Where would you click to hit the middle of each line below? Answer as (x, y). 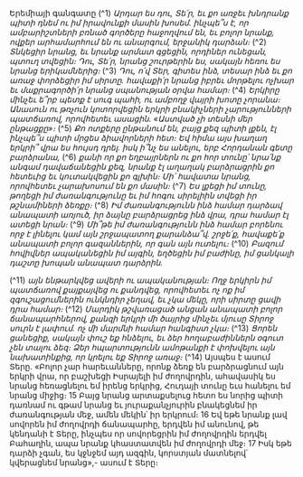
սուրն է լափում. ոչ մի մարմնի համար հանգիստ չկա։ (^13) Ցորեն (143, 328)
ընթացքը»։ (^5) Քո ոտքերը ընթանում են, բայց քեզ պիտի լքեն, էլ (143, 128)
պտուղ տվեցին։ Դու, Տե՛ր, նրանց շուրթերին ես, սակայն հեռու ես (145, 61)
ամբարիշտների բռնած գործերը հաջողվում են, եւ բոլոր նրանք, (142, 32)
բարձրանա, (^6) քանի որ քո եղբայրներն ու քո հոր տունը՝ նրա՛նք (145, 157)
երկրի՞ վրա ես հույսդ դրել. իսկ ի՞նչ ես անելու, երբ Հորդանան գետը (151, 147)
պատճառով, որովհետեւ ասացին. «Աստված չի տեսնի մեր (131, 118)
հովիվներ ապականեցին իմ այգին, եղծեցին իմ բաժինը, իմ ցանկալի (151, 253)
